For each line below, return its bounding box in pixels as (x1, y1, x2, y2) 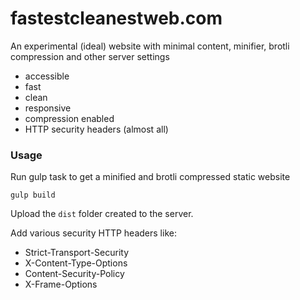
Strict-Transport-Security (24, 247, 130, 259)
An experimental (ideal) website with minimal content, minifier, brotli (10, 40, 290, 52)
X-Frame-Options (24, 278, 98, 291)
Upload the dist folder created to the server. (10, 208, 194, 220)
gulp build (10, 190, 56, 201)
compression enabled (24, 112, 115, 124)
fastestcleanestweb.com (10, 7, 223, 30)
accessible (24, 70, 70, 82)
